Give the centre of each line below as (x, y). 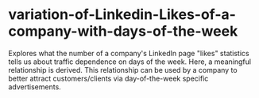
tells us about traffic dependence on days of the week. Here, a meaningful (130, 62)
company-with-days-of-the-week (123, 31)
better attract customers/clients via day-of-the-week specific (108, 78)
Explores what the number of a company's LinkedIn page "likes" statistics (129, 53)
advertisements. (35, 87)
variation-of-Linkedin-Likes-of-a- (122, 15)
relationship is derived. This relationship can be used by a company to (123, 70)
